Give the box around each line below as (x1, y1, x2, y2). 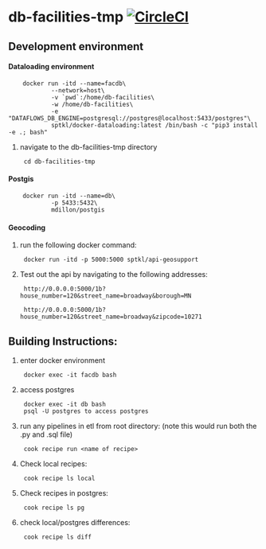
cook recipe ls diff (23, 533, 92, 541)
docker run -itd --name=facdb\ (22, 80, 127, 88)
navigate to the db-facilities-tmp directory (19, 142, 158, 151)
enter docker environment (19, 356, 106, 365)
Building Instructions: (8, 334, 118, 348)
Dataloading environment (8, 62, 95, 72)
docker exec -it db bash (23, 400, 106, 408)
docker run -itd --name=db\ (22, 192, 115, 200)
